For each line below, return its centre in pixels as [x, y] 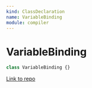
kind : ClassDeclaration [36, 12]
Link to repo [21, 79]
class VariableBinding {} [38, 68]
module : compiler [28, 22]
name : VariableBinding [34, 17]
